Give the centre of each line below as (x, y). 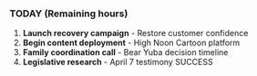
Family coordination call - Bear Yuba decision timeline (125, 52)
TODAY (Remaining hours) (69, 14)
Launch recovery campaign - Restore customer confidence (135, 33)
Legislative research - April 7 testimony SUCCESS (118, 62)
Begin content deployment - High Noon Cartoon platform (131, 43)
